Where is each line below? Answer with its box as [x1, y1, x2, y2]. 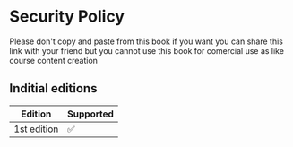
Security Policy [9, 6, 125, 27]
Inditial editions [9, 81, 98, 96]
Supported [66, 108, 115, 120]
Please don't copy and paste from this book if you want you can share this [9, 36, 284, 47]
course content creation [9, 55, 99, 65]
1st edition [13, 123, 59, 135]
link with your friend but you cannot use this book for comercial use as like [9, 45, 285, 56]
